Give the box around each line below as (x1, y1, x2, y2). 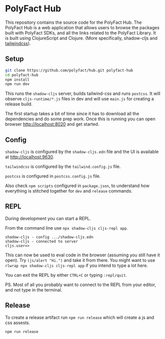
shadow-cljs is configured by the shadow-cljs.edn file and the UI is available (5, 149, 159, 155)
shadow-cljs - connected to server (5, 239, 78, 244)
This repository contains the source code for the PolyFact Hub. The (5, 19, 142, 25)
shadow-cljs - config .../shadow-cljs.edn (5, 235, 94, 240)
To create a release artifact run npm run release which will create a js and (5, 314, 154, 320)
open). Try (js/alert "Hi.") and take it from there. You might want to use (5, 257, 155, 263)
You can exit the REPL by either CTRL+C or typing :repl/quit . (5, 272, 127, 278)
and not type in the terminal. (5, 287, 63, 292)
